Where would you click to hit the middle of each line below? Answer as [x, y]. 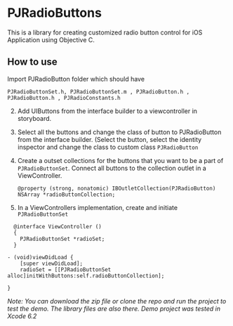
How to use [32, 62]
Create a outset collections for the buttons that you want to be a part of [120, 160]
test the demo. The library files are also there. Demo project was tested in [114, 308]
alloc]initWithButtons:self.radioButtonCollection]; [86, 275]
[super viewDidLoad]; [51, 263]
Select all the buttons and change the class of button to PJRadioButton [119, 132]
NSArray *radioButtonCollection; [66, 195]
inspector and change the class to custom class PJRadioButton [108, 147]
